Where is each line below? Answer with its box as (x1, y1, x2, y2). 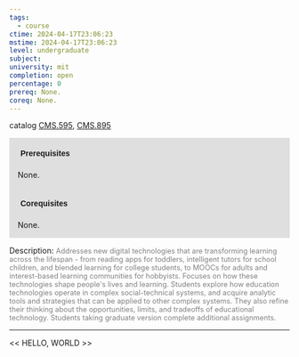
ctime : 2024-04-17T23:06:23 (9, 29, 114, 38)
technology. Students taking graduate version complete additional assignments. (9, 313, 277, 323)
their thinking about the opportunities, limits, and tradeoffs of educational (9, 304, 255, 314)
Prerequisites (20, 149, 70, 158)
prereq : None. (9, 87, 62, 96)
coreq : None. (9, 95, 58, 105)
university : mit (9, 63, 69, 72)
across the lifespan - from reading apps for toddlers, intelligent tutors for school (9, 255, 278, 264)
